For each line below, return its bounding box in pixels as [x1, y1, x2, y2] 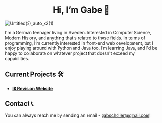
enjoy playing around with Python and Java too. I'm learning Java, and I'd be [5, 45, 158, 51]
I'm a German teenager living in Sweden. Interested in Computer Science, [5, 30, 151, 35]
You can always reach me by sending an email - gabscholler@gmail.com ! [5, 112, 151, 118]
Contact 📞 [5, 99, 34, 108]
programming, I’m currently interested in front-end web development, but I [5, 40, 153, 46]
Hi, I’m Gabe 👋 [52, 4, 110, 15]
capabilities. [5, 55, 29, 61]
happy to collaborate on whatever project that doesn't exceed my [5, 50, 135, 56]
